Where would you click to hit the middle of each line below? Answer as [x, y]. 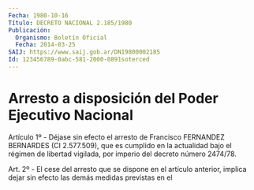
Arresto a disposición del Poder [113, 99]
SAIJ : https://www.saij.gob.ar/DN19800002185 [84, 52]
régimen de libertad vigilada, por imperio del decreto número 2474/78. [122, 154]
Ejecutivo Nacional [71, 115]
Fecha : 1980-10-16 [38, 15]
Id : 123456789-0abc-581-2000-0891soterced [79, 60]
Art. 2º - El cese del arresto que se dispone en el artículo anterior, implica [127, 169]
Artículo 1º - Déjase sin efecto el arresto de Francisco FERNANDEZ [116, 137]
